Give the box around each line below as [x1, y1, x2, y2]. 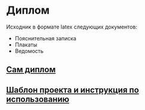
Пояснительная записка [14, 34, 76, 42]
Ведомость [14, 47, 44, 54]
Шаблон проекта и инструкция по [6, 84, 139, 95]
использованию [6, 94, 70, 104]
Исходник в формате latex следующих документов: [6, 23, 137, 30]
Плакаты [14, 41, 38, 48]
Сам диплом [6, 65, 56, 75]
